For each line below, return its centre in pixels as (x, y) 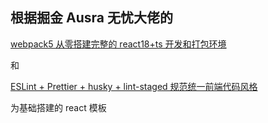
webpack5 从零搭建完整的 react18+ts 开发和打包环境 (118, 44)
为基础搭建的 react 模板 (58, 107)
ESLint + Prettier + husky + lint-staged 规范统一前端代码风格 (134, 86)
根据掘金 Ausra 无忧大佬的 (91, 18)
